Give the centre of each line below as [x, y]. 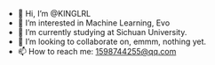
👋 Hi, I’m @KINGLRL [54, 14]
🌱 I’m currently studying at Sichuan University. [102, 32]
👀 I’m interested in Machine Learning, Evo [94, 23]
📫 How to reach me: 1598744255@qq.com [97, 51]
